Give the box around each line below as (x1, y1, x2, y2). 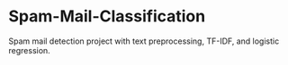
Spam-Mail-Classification (8, 6, 206, 27)
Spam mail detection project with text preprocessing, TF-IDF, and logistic (8, 36, 280, 46)
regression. (8, 45, 50, 55)
